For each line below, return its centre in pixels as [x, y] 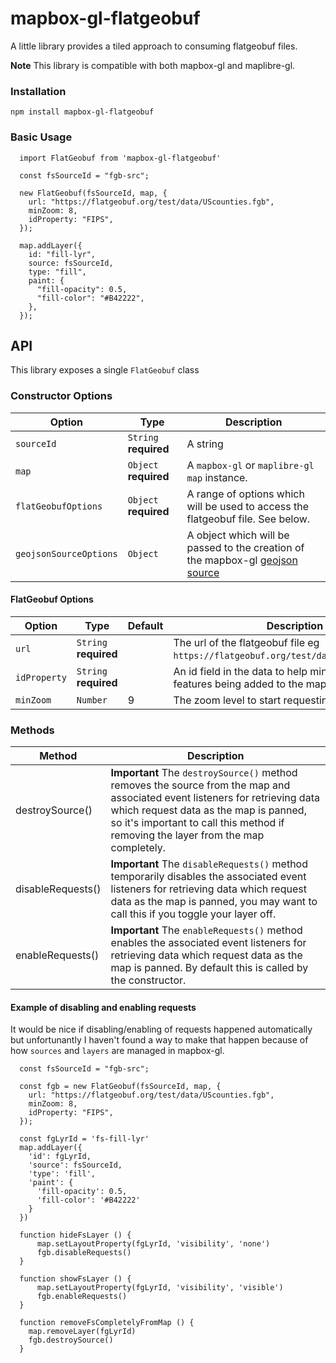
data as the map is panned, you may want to [214, 902]
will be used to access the [248, 506]
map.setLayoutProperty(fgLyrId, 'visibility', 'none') [153, 1244]
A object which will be [238, 535]
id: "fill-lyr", [62, 254]
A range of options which [245, 494]
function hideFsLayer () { [75, 1235]
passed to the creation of [245, 547]
